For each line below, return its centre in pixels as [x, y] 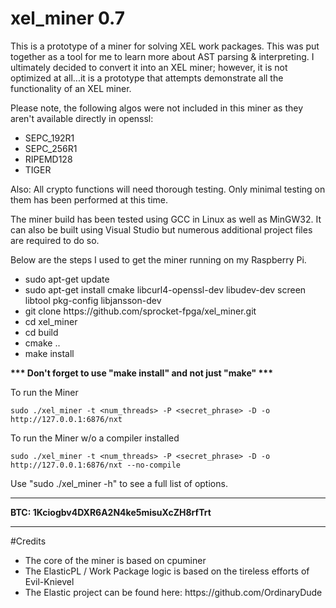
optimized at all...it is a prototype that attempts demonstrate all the [147, 78]
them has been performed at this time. [89, 199]
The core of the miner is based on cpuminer [115, 560]
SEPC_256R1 [51, 148]
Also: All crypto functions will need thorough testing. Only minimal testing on [168, 189]
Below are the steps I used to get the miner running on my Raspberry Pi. [158, 259]
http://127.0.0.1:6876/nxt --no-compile [96, 465]
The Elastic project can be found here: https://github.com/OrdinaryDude [173, 592]
